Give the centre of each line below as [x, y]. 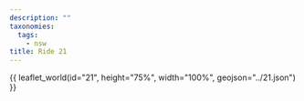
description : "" [40, 18]
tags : [28, 35]
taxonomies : [32, 26]
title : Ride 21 [38, 52]
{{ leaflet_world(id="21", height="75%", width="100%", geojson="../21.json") [153, 77]
